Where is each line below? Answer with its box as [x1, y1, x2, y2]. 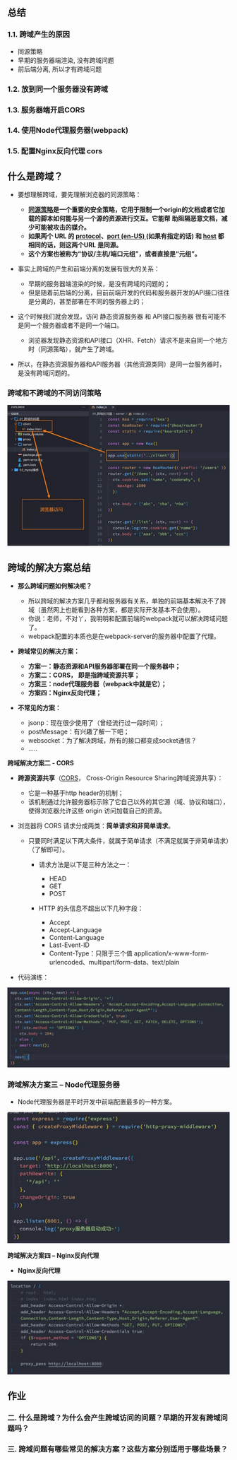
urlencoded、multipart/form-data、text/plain [49, 958, 180, 967]
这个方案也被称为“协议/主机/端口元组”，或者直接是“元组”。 [28, 249, 201, 258]
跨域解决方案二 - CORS [7, 759, 74, 767]
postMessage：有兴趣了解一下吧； [28, 727, 130, 736]
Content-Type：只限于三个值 [49, 949, 133, 958]
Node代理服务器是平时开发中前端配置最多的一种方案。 [17, 1097, 176, 1106]
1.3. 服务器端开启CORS [7, 105, 85, 114]
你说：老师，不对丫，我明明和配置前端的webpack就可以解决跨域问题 [28, 614, 228, 623]
